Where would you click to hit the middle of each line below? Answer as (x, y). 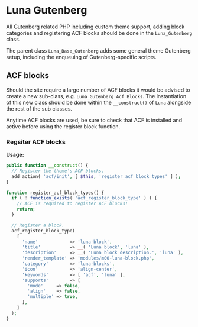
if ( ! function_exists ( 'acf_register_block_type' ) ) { (85, 198)
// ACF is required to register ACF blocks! (72, 204)
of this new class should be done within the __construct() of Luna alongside (99, 102)
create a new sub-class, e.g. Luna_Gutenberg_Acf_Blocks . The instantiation (96, 96)
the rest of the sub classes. (39, 109)
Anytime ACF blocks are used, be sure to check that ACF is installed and (94, 120)
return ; (26, 209)
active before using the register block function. (63, 126)
